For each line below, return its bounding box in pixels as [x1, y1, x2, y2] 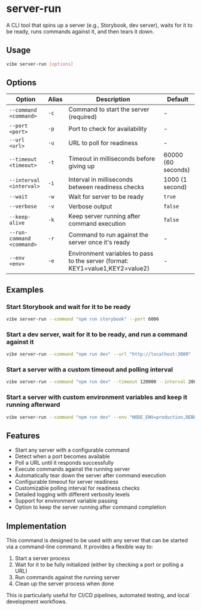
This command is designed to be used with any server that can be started [6, 537, 188, 544]
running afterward [6, 401, 60, 409]
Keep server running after [68, 212, 141, 220]
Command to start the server [68, 105, 150, 113]
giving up [68, 162, 95, 170]
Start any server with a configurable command [14, 447, 130, 454]
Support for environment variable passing [14, 498, 118, 505]
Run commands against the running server [14, 574, 120, 581]
